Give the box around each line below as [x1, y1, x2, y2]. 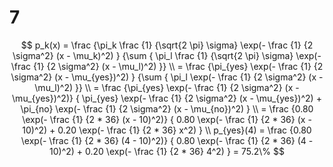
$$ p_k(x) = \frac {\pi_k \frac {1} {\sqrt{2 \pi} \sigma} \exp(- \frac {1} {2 [20, 39, 314, 51]
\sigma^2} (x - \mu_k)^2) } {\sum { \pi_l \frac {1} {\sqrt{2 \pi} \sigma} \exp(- [12, 49, 322, 61]
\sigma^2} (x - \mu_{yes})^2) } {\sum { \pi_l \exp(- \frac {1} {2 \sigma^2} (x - [10, 71, 324, 83]
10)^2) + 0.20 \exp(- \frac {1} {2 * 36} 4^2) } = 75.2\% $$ [49, 145, 285, 157]
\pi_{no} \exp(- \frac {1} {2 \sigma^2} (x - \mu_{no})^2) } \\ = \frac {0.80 [20, 102, 314, 115]
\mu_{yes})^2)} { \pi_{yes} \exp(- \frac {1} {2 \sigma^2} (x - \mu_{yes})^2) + [12, 92, 322, 104]
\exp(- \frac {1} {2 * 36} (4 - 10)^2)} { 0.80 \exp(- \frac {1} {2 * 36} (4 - [20, 134, 314, 146]
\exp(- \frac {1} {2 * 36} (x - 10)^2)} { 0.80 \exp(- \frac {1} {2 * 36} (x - [22, 113, 312, 125]
